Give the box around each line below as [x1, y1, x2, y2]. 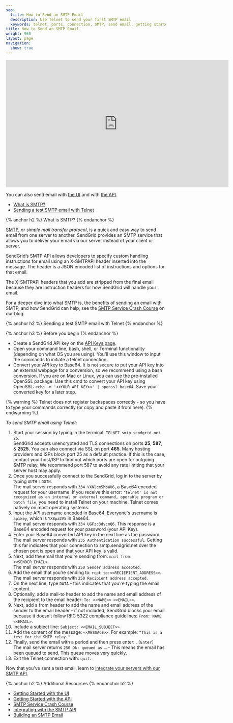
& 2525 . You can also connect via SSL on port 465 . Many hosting [13, 445, 151, 452]
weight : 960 [6, 31, 31, 36]
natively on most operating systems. [13, 504, 90, 510]
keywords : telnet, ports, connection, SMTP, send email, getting [10, 21, 152, 27]
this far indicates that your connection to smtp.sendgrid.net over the [13, 542, 157, 549]
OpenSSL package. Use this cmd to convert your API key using [13, 378, 145, 384]
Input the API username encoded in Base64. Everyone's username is [13, 510, 157, 516]
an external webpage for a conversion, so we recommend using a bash [13, 367, 162, 373]
